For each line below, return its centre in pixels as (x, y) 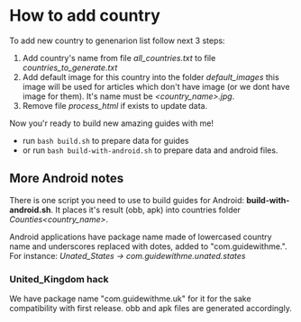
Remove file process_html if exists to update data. (115, 105)
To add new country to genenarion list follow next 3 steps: (117, 40)
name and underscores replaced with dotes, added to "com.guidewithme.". (148, 246)
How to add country (85, 16)
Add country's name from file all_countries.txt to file (119, 58)
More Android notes (67, 179)
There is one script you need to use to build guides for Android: (127, 200)
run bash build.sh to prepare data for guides (105, 140)
